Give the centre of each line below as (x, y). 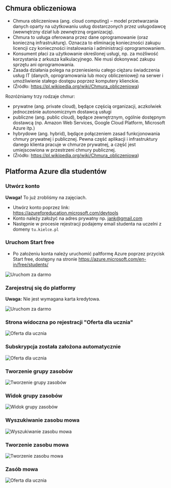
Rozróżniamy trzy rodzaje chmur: (40, 96)
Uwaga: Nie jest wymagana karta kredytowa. (53, 299)
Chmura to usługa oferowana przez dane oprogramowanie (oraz (80, 37)
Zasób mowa (22, 469)
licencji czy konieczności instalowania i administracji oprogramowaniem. (89, 48)
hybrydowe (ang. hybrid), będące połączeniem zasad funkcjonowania (86, 134)
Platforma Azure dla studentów (56, 172)
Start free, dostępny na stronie (45, 259)
